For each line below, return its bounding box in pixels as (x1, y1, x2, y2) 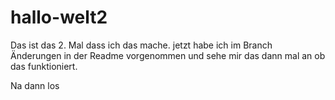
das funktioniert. (10, 60, 78, 72)
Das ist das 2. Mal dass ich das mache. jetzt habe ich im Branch (10, 39, 273, 51)
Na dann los (10, 79, 60, 91)
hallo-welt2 (10, 6, 108, 29)
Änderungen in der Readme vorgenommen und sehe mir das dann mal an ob (10, 49, 326, 61)
